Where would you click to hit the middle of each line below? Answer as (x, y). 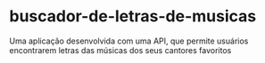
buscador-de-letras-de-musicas (133, 16)
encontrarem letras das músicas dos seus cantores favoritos (120, 50)
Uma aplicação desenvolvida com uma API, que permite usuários (129, 41)
